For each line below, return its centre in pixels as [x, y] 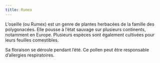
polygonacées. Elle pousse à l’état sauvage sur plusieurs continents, [75, 29]
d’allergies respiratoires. [30, 55]
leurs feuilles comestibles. [32, 40]
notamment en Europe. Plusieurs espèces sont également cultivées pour [80, 34]
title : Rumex [19, 10]
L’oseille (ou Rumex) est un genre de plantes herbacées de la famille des [80, 24]
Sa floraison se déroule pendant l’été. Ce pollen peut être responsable [77, 49]
